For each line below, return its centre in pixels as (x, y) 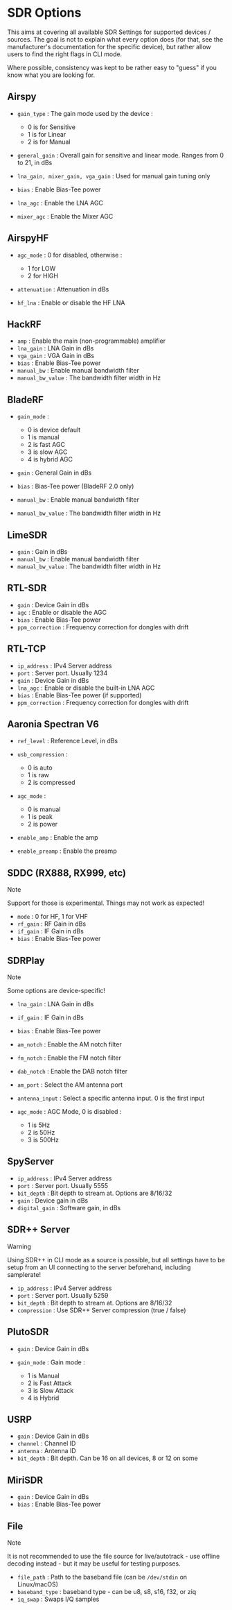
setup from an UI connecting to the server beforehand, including (99, 1267)
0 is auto (40, 768)
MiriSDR (25, 1480)
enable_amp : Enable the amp (57, 838)
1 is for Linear (47, 134)
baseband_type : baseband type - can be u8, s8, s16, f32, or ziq (107, 1591)
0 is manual (44, 809)
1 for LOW (42, 268)
